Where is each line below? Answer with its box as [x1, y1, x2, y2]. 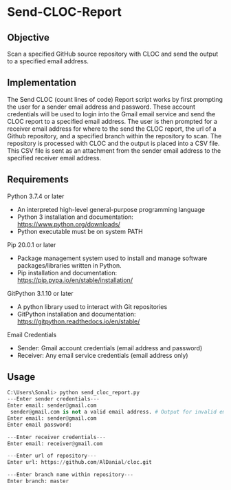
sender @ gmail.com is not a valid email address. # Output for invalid [10, 409, 217, 416]
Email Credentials [7, 330, 57, 339]
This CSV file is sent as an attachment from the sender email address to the [7, 146, 221, 155]
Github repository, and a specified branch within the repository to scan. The [7, 131, 222, 140]
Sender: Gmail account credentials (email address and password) [16, 343, 203, 352]
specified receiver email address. [7, 153, 102, 162]
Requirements [7, 173, 69, 186]
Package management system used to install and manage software [16, 254, 208, 262]
